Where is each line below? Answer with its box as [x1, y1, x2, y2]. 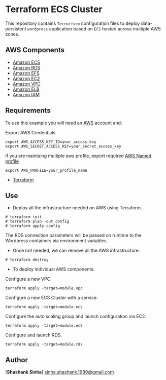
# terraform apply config [5, 223, 60, 229]
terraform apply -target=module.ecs [5, 305, 83, 310]
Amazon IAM [12, 91, 40, 97]
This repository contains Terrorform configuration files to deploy [5, 20, 140, 26]
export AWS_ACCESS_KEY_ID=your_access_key [5, 139, 96, 144]
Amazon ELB [12, 86, 40, 92]
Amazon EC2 [12, 75, 40, 82]
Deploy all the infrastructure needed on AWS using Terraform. [12, 205, 142, 211]
